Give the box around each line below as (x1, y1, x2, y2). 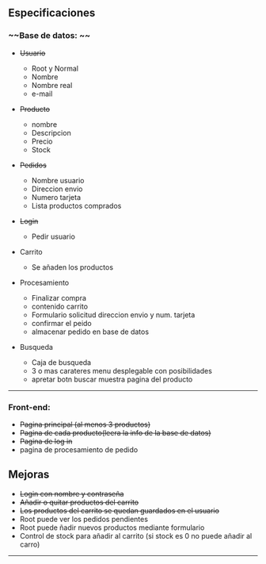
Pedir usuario (31, 232, 75, 241)
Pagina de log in (19, 436, 73, 446)
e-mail (31, 89, 53, 98)
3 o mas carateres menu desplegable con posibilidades (31, 366, 212, 375)
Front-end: (8, 401, 51, 412)
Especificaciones (8, 6, 96, 20)
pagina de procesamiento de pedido (19, 444, 139, 455)
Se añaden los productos (31, 262, 113, 272)
